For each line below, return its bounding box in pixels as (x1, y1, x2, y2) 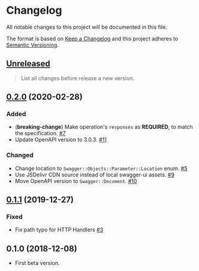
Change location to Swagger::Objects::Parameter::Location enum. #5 (14, 165, 188, 172)
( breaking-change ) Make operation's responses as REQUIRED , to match (14, 123, 193, 130)
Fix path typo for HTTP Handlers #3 (14, 226, 104, 233)
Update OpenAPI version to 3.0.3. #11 (14, 136, 107, 144)
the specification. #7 (14, 130, 66, 137)
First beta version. (14, 260, 60, 267)
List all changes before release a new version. (20, 74, 135, 81)
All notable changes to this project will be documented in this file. (6, 23, 168, 31)
